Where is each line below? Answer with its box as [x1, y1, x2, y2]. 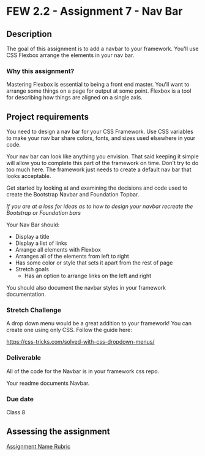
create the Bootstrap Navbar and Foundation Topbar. [6, 191, 140, 198]
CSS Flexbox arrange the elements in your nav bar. [6, 52, 135, 59]
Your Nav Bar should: [6, 221, 60, 228]
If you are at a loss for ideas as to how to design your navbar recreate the [6, 203, 193, 210]
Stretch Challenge [6, 306, 61, 314]
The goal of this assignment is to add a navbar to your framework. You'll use [6, 45, 199, 52]
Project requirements [6, 112, 89, 122]
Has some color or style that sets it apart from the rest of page [15, 259, 173, 266]
